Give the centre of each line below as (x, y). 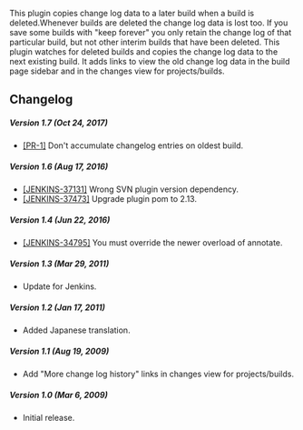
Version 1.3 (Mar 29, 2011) (59, 264)
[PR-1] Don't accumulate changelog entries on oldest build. (133, 145)
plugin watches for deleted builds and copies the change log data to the (144, 52)
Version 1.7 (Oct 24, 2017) (59, 123)
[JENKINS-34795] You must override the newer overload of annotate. (152, 243)
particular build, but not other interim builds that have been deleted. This (145, 42)
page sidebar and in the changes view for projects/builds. (117, 71)
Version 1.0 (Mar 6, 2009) (59, 395)
